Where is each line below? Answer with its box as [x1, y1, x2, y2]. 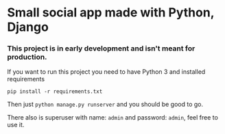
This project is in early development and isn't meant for [7, 44, 196, 53]
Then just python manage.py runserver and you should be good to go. [7, 100, 204, 109]
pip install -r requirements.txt [7, 88, 103, 95]
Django [7, 19, 49, 35]
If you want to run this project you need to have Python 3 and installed [7, 68, 206, 76]
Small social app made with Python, [7, 5, 215, 21]
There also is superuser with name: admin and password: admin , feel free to [7, 113, 218, 122]
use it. [7, 121, 25, 129]
